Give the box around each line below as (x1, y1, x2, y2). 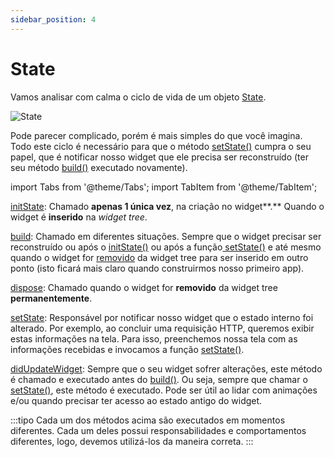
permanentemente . (10, 292, 93, 304)
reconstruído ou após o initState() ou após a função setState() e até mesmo (10, 241, 322, 253)
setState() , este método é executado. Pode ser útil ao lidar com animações (10, 384, 318, 396)
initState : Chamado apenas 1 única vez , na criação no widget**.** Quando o (10, 200, 325, 212)
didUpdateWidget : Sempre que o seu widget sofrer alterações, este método (10, 362, 323, 375)
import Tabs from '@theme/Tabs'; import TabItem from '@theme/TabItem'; (10, 181, 318, 193)
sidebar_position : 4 (10, 14, 97, 25)
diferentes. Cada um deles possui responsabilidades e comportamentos (10, 424, 307, 436)
